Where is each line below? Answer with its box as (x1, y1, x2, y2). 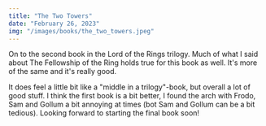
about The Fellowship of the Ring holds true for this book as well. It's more (8, 58, 258, 67)
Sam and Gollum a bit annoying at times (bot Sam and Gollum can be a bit (8, 99, 255, 110)
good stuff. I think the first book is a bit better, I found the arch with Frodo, (8, 91, 256, 101)
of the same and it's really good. (8, 67, 117, 76)
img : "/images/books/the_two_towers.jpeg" (8, 27, 155, 35)
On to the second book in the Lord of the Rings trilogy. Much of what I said (8, 50, 259, 59)
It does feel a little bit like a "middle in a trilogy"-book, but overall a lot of (8, 82, 251, 92)
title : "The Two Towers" (8, 11, 93, 20)
